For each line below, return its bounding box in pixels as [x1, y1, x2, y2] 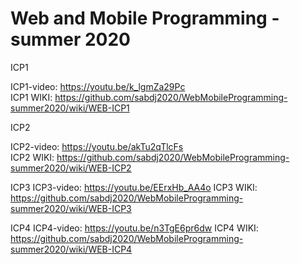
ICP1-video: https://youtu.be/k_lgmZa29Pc [10, 80, 186, 92]
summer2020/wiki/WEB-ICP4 [10, 243, 133, 255]
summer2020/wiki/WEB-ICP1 [10, 102, 130, 114]
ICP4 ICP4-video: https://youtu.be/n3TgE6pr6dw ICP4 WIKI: [10, 222, 259, 234]
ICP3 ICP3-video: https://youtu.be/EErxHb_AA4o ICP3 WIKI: [10, 181, 258, 193]
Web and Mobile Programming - [10, 7, 280, 30]
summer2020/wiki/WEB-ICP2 [10, 162, 132, 174]
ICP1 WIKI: [10, 91, 53, 103]
